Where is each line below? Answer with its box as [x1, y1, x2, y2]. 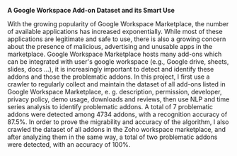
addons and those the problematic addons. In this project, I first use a [7, 72, 210, 81]
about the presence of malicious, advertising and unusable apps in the [7, 43, 213, 50]
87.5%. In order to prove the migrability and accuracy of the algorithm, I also [7, 118, 229, 126]
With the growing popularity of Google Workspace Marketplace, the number [7, 20, 229, 28]
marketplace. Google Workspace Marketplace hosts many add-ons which [7, 50, 222, 58]
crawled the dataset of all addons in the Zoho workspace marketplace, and [7, 126, 226, 133]
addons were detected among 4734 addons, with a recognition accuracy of [7, 110, 228, 118]
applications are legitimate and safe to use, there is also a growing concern [7, 35, 226, 43]
